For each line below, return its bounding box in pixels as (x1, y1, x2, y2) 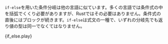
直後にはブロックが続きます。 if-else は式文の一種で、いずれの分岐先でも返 (5, 17, 163, 22)
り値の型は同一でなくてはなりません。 (5, 23, 85, 29)
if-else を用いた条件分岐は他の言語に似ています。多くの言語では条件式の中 (5, 4, 163, 10)
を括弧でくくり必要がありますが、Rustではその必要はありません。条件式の (5, 10, 161, 16)
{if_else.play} (5, 33, 33, 39)
